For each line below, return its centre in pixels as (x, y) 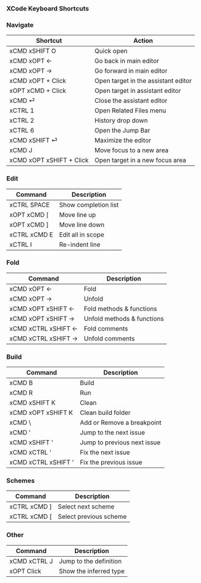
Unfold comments (109, 339)
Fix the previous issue (111, 463)
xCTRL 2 (22, 120)
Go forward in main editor (131, 71)
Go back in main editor (127, 61)
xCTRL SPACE (30, 205)
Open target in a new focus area (140, 160)
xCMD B (21, 383)
